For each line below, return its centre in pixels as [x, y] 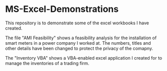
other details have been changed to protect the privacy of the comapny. [79, 48]
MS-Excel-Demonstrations [62, 9]
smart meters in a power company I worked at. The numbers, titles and [78, 43]
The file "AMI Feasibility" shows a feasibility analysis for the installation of [81, 38]
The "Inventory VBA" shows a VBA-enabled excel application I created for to [84, 58]
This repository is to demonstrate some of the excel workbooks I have [77, 23]
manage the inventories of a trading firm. [47, 63]
